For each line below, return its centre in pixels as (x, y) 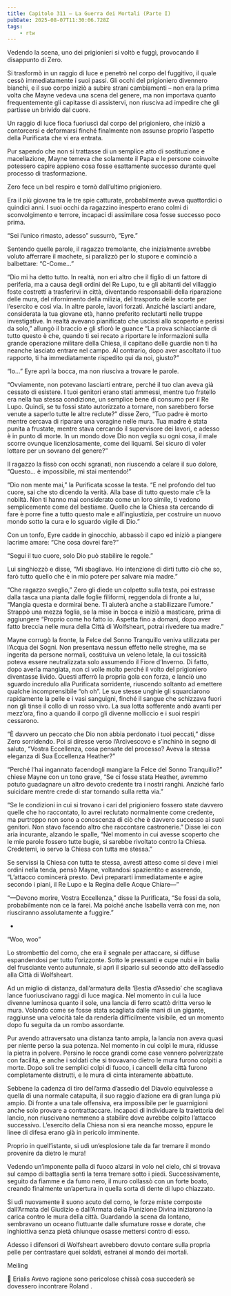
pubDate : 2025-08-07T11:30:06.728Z (58, 20)
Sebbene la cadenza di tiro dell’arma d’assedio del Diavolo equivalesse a (110, 1089)
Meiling (18, 1266)
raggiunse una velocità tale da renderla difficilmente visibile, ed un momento (115, 1017)
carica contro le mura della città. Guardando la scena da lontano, (99, 1217)
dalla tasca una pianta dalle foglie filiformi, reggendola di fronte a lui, (104, 597)
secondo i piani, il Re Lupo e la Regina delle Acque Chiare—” (93, 885)
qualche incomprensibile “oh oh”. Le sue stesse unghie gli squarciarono (109, 691)
